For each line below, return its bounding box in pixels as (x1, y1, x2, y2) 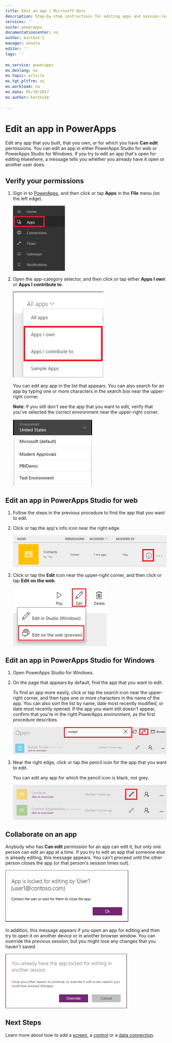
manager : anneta (5, 41, 40, 46)
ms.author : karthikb (5, 95, 50, 100)
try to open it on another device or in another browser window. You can (5, 933, 156, 939)
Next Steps (5, 1018, 41, 1027)
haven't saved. (5, 944, 37, 950)
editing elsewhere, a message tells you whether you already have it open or (5, 156, 165, 163)
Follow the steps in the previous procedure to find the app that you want (12, 510, 165, 516)
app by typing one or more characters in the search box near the (12, 388, 149, 394)
